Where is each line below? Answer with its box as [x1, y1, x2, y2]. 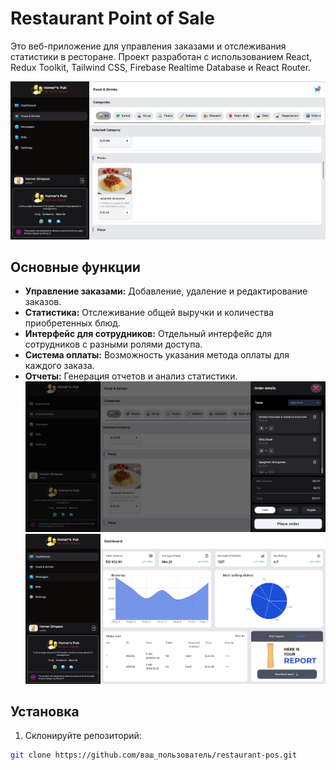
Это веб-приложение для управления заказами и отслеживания [10, 40, 287, 52]
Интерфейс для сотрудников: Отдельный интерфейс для [24, 328, 273, 340]
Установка [10, 703, 80, 721]
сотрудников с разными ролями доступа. [24, 338, 203, 351]
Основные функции [10, 259, 141, 276]
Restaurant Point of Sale [10, 7, 215, 30]
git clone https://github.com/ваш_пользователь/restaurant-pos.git [10, 750, 298, 761]
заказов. [24, 296, 62, 308]
